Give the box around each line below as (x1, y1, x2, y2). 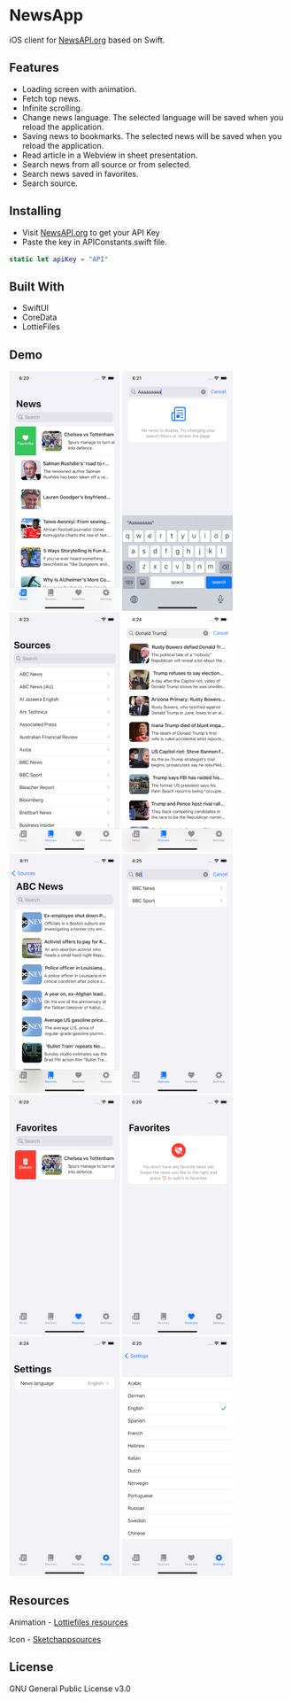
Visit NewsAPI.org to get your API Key (21, 227, 161, 237)
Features (9, 60, 59, 75)
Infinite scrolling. (21, 103, 83, 113)
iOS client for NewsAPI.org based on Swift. (9, 35, 165, 45)
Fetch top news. (21, 93, 81, 104)
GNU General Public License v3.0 (9, 1683, 131, 1694)
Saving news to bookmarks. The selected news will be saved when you (21, 130, 282, 142)
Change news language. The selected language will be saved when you (21, 112, 284, 122)
